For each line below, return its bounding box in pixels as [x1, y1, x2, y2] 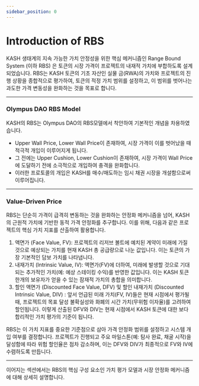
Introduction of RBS [6, 34, 105, 48]
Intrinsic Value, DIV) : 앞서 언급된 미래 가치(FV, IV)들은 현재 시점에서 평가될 [14, 291, 190, 298]
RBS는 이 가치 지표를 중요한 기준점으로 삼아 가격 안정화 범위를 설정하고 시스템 [6, 326, 185, 333]
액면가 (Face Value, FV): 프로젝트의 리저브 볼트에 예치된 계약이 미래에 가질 [14, 239, 188, 246]
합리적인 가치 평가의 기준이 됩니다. [14, 313, 94, 321]
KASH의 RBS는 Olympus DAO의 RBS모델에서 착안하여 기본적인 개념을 [6, 119, 170, 126]
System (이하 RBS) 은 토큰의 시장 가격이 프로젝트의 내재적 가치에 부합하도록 [6, 62, 182, 69]
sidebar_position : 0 [6, 8, 57, 15]
